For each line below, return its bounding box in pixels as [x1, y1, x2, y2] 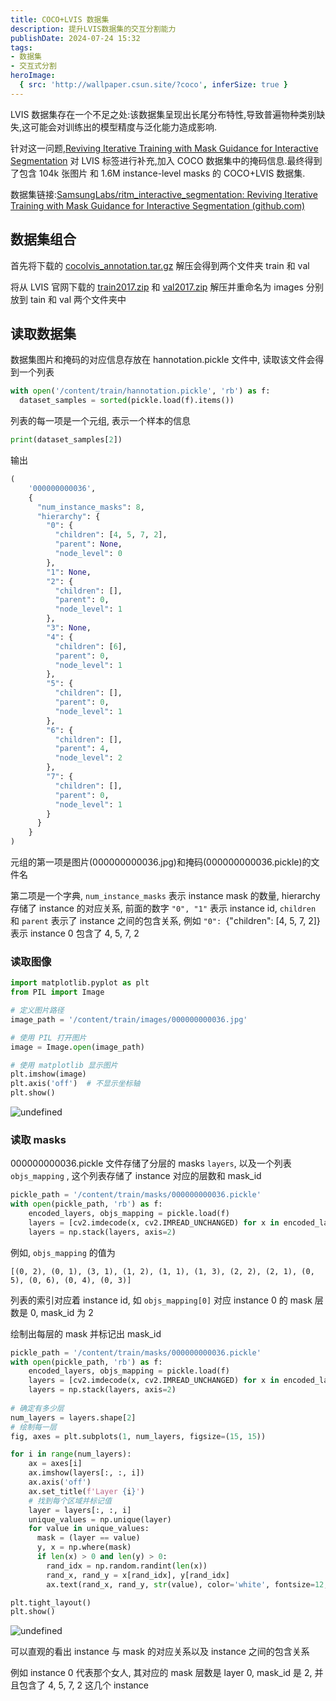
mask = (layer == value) [36, 1533, 141, 1543]
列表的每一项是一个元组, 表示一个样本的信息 [10, 415, 191, 427]
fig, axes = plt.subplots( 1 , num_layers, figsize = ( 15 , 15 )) [10, 1431, 267, 1441]
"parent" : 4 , [54, 744, 110, 754]
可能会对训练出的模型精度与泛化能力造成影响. [30, 121, 218, 133]
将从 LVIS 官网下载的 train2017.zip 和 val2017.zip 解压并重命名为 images [10, 281, 304, 293]
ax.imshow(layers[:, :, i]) [28, 1468, 145, 1478]
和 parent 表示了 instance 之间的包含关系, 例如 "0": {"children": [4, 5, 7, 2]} [10, 915, 321, 926]
